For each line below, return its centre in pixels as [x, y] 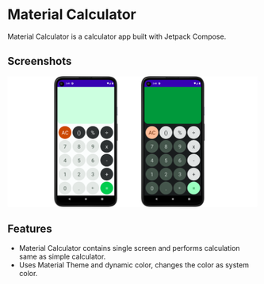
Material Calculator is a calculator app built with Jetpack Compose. [117, 36]
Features [30, 229]
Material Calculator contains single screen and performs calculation [129, 248]
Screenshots [40, 61]
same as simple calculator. [62, 256]
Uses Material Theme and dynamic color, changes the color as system [134, 265]
